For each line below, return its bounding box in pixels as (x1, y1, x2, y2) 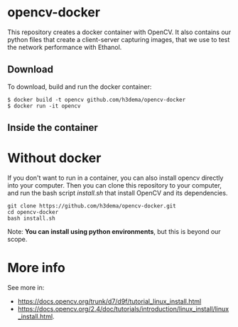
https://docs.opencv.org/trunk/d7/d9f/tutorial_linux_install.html (17, 297, 202, 306)
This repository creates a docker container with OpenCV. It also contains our (7, 28, 232, 36)
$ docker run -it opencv (7, 102, 81, 109)
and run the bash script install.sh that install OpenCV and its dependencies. (7, 189, 228, 198)
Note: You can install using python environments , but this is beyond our (7, 227, 222, 236)
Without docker (7, 150, 102, 166)
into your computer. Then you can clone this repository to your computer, (7, 181, 222, 190)
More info (7, 260, 66, 276)
